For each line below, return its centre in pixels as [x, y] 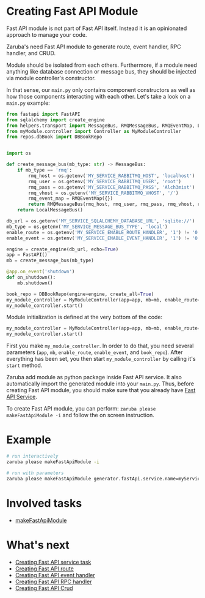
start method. [24, 365]
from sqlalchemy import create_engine [56, 120]
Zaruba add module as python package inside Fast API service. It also [94, 377]
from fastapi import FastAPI [43, 114]
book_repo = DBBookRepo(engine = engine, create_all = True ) [80, 294]
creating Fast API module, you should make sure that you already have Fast [101, 390]
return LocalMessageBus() [50, 210]
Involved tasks [44, 503]
